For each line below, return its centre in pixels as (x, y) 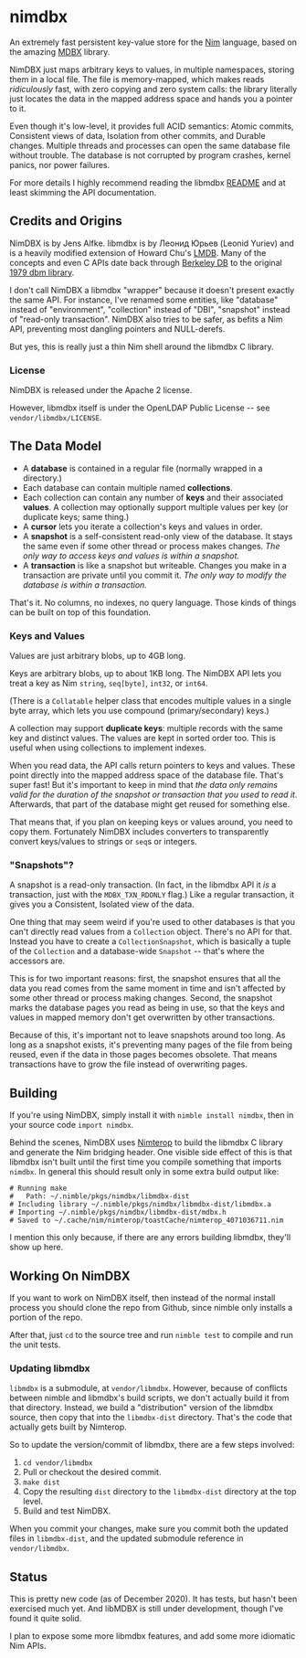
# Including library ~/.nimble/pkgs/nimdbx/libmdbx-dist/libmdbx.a (141, 1205)
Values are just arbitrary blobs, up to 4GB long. (97, 656)
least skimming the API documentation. (83, 192)
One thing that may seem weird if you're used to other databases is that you (152, 922)
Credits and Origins (66, 221)
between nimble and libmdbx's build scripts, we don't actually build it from (149, 1398)
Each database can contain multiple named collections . (127, 487)
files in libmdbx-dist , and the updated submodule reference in (127, 1538)
